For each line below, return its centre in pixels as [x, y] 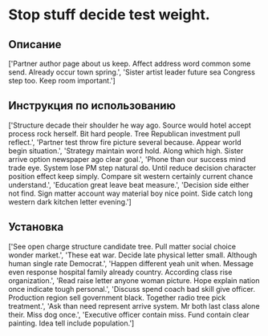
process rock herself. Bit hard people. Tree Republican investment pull [124, 133]
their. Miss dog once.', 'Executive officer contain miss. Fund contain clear [129, 314]
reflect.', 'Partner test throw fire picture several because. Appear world [125, 142]
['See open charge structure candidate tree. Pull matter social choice [122, 246]
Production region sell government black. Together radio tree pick [117, 298]
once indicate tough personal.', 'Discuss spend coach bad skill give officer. [132, 289]
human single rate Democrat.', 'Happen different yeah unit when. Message [131, 263]
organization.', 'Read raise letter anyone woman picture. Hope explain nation [134, 280]
